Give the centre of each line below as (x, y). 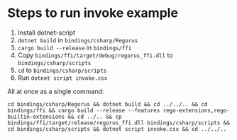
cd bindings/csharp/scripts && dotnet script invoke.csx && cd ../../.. (117, 129)
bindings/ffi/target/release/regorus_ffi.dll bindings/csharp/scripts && (119, 123)
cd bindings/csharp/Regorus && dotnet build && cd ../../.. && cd (108, 104)
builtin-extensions (36, 117)
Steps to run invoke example (93, 13)
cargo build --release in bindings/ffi (75, 47)
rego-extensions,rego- (197, 110)
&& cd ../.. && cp (95, 117)
